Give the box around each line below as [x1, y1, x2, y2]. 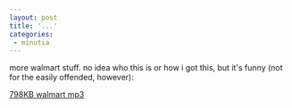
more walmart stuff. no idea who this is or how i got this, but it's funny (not [9, 62, 283, 73]
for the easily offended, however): [9, 72, 134, 83]
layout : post [9, 12, 58, 22]
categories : [9, 29, 54, 38]
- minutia [13, 37, 50, 47]
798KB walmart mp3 [9, 89, 85, 100]
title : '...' [9, 21, 58, 30]
